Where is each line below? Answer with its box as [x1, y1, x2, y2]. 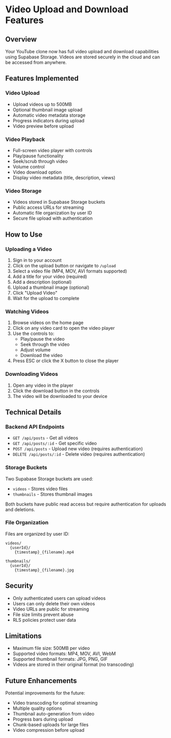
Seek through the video [20, 342, 70, 348]
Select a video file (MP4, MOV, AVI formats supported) [12, 268, 128, 274]
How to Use [5, 230, 43, 239]
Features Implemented [5, 74, 79, 83]
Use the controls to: [12, 330, 55, 336]
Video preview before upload [12, 123, 74, 129]
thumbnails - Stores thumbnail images [12, 491, 93, 497]
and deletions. [5, 506, 35, 513]
